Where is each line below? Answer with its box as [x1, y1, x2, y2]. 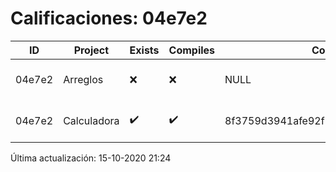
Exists [129, 43, 160, 57]
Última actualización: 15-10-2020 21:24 [10, 152, 172, 164]
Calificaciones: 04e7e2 [10, 7, 208, 30]
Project [73, 43, 110, 57]
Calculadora [63, 113, 120, 127]
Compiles [168, 43, 216, 57]
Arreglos [63, 72, 104, 86]
